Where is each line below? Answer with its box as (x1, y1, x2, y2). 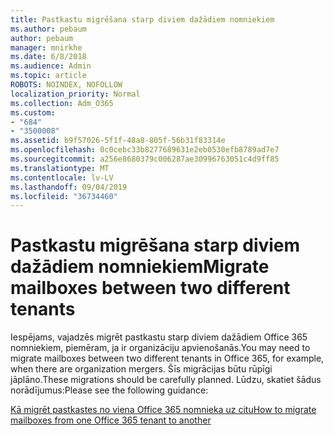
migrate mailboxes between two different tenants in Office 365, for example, (10, 352, 325, 365)
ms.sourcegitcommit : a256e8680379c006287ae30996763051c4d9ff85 (10, 154, 280, 164)
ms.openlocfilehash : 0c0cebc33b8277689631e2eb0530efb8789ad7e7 (10, 145, 280, 155)
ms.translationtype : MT (10, 163, 110, 173)
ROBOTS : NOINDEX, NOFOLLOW (10, 80, 123, 90)
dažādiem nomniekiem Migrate (10, 256, 270, 278)
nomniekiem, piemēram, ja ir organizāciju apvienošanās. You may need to (10, 342, 311, 354)
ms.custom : (10, 107, 56, 118)
